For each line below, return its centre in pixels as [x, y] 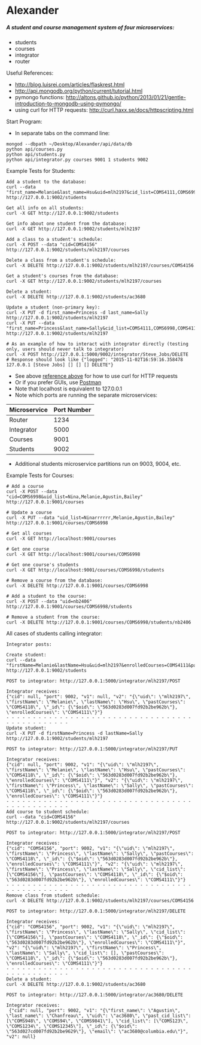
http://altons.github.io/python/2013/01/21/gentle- [126, 97]
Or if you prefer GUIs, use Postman [58, 383]
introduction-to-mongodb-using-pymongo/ [68, 104]
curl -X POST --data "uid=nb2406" [49, 601]
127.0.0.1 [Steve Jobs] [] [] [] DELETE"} [60, 365]
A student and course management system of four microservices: [90, 27]
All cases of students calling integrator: [54, 634]
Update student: [26, 728]
